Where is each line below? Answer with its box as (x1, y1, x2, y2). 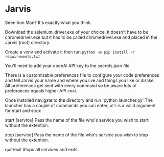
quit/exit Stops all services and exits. (5, 146, 79, 152)
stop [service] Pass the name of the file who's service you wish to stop (5, 132, 148, 137)
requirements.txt (5, 54, 41, 59)
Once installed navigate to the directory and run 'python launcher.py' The (5, 97, 153, 103)
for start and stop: (5, 108, 42, 113)
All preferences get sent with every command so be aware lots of (5, 82, 137, 89)
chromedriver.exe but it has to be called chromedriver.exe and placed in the (5, 34, 158, 40)
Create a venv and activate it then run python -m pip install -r (5, 49, 135, 55)
